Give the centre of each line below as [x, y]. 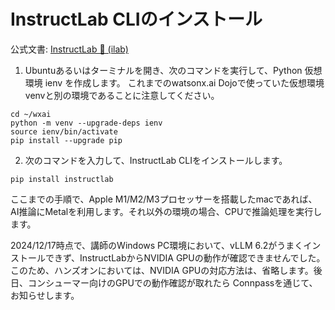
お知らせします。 [45, 295]
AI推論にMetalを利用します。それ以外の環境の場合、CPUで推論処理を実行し [166, 211]
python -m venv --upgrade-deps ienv [86, 123]
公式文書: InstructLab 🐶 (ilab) [69, 49]
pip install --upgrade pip [66, 140]
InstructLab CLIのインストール [136, 19]
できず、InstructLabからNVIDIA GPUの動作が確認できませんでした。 [185, 257]
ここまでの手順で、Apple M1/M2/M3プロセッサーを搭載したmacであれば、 [164, 199]
